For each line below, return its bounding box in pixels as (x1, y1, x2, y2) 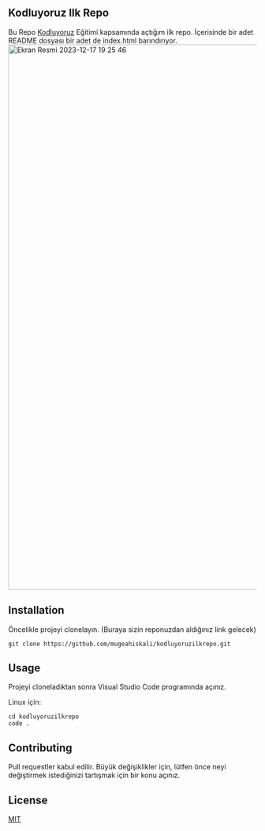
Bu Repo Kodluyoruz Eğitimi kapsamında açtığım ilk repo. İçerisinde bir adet (8, 27, 254, 36)
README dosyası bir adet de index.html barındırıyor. (8, 36, 177, 45)
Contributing (8, 741, 73, 754)
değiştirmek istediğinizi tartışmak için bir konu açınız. (8, 770, 180, 780)
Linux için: (8, 698, 42, 707)
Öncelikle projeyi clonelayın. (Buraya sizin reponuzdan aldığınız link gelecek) (8, 624, 256, 634)
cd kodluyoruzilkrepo (8, 713, 80, 721)
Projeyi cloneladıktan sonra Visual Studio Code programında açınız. (8, 682, 226, 692)
